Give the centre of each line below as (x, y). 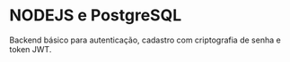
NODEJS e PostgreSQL (96, 15)
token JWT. (31, 49)
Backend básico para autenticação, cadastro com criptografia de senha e (145, 40)
